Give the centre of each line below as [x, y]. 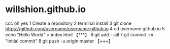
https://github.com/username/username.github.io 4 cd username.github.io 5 [85, 28]
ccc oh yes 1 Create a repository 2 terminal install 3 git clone [69, 23]
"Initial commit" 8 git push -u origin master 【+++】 [59, 41]
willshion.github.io [46, 9]
